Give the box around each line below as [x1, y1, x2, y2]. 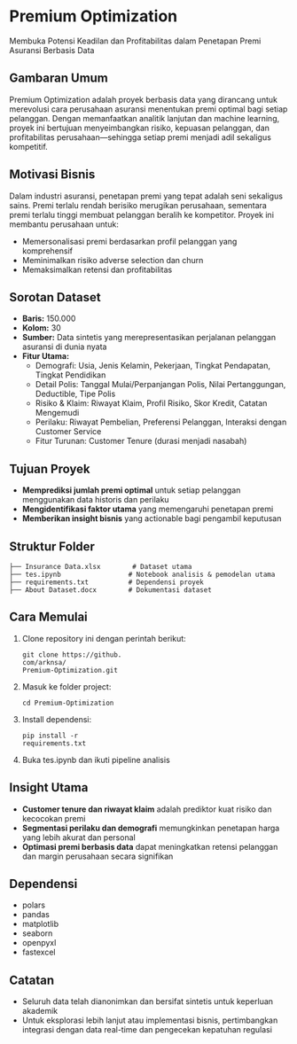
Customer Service [35, 426, 102, 437]
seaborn [21, 928, 53, 939]
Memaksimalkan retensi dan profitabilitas [21, 264, 173, 275]
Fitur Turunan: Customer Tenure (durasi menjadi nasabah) [35, 436, 247, 447]
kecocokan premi [21, 813, 86, 823]
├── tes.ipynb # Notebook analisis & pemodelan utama [9, 570, 276, 579]
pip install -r [21, 731, 79, 740]
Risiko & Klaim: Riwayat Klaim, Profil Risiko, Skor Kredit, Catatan [35, 398, 268, 409]
